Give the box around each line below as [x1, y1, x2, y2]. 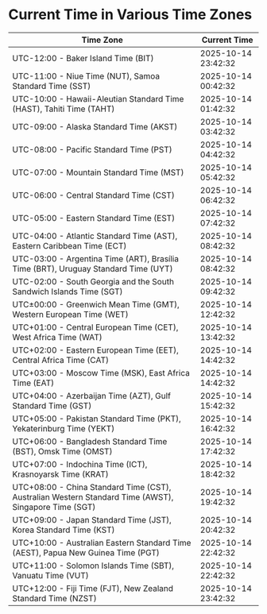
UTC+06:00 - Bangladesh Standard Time [12, 435, 168, 446]
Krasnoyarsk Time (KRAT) [12, 469, 109, 480]
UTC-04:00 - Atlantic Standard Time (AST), [12, 230, 178, 241]
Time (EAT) [12, 377, 54, 388]
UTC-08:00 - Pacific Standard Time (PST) [12, 144, 172, 155]
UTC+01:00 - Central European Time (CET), [12, 322, 179, 333]
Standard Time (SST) [12, 80, 91, 91]
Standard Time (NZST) [12, 593, 97, 604]
